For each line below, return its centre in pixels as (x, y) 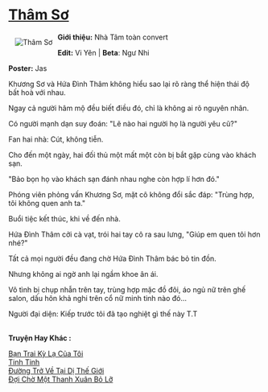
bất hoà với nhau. (37, 92)
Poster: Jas (28, 68)
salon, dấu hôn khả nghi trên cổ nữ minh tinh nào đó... (98, 298)
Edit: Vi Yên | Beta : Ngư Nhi (103, 52)
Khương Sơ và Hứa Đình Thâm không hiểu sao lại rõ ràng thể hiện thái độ (129, 84)
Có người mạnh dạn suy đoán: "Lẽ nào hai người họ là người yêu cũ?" (123, 123)
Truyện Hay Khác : (40, 338)
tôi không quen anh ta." (47, 203)
